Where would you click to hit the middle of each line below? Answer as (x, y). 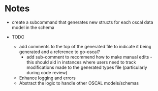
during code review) (47, 72)
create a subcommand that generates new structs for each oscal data (82, 22)
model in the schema (33, 27)
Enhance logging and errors (47, 78)
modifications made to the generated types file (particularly (87, 67)
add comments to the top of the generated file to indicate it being (85, 46)
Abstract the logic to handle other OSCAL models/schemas (79, 83)
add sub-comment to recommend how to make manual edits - (89, 57)
